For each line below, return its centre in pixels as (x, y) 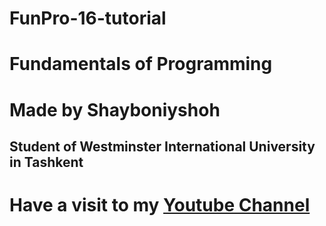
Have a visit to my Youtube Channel (160, 205)
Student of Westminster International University (162, 146)
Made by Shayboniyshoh (115, 109)
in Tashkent (46, 162)
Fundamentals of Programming (141, 64)
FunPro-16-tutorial (88, 18)
